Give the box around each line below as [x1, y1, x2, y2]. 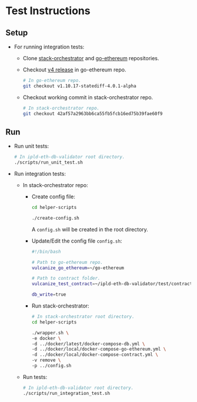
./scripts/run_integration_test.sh [22, 390, 110, 396]
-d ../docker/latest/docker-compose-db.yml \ [31, 341, 145, 347]
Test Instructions [5, 4, 91, 18]
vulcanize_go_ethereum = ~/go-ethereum [31, 264, 124, 271]
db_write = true [31, 292, 66, 298]
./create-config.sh [31, 215, 80, 221]
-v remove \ [31, 357, 61, 364]
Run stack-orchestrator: [31, 302, 89, 309]
